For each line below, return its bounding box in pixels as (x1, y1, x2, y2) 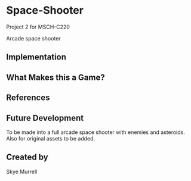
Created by (6, 152, 49, 163)
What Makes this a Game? (6, 72, 106, 82)
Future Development (6, 113, 84, 123)
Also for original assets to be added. (6, 135, 95, 142)
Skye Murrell (6, 168, 38, 175)
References (6, 93, 50, 103)
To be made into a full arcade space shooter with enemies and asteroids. (6, 129, 185, 136)
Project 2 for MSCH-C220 (6, 23, 70, 30)
